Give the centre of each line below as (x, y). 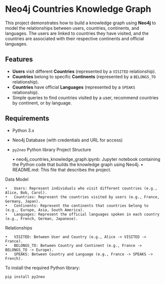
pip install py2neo (25, 277)
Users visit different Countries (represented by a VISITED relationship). (84, 71)
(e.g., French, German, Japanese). (42, 219)
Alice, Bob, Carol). (26, 192)
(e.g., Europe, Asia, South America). (45, 210)
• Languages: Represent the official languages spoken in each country (82, 214)
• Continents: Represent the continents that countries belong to (77, 206)
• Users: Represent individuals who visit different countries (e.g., (81, 188)
